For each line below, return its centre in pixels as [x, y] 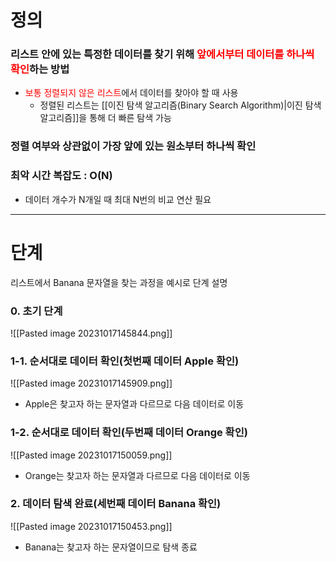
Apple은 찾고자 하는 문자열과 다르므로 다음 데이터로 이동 [134, 404]
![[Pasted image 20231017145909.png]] [91, 383]
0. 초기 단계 [36, 311]
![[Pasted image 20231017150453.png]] [91, 526]
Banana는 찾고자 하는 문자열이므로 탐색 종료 [111, 547]
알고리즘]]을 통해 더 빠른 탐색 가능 [105, 118]
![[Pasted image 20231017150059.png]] [91, 455]
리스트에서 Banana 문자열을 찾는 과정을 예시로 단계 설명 [119, 282]
